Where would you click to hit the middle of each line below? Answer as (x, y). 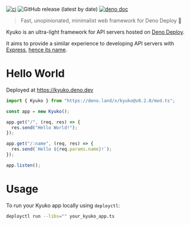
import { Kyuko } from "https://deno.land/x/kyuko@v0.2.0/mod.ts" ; (91, 100)
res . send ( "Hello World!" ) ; (45, 128)
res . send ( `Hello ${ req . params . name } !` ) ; (62, 149)
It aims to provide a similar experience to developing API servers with (90, 43)
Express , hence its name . (37, 50)
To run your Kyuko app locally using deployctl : (63, 205)
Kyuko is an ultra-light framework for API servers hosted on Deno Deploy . (95, 32)
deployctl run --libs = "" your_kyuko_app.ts (60, 216)
